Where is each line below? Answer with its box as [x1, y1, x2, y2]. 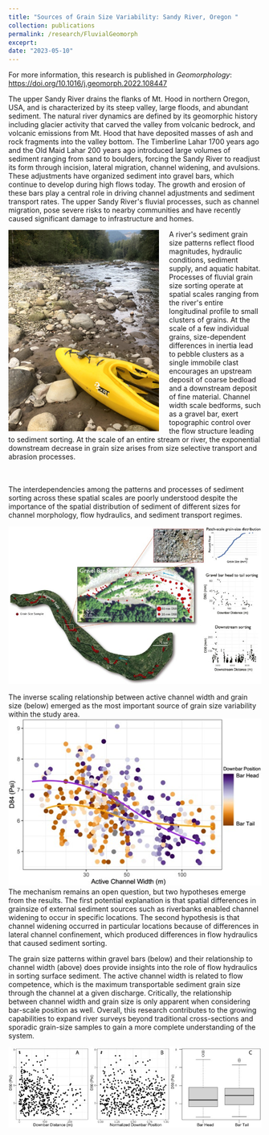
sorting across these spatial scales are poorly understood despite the [8, 493, 238, 503]
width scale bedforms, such [169, 401, 261, 411]
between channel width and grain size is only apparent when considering [8, 997, 251, 1006]
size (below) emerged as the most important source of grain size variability [8, 700, 257, 710]
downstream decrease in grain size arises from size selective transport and [8, 444, 258, 453]
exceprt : [8, 39, 38, 47]
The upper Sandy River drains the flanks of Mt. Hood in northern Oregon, [8, 94, 251, 104]
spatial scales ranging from [169, 290, 259, 299]
